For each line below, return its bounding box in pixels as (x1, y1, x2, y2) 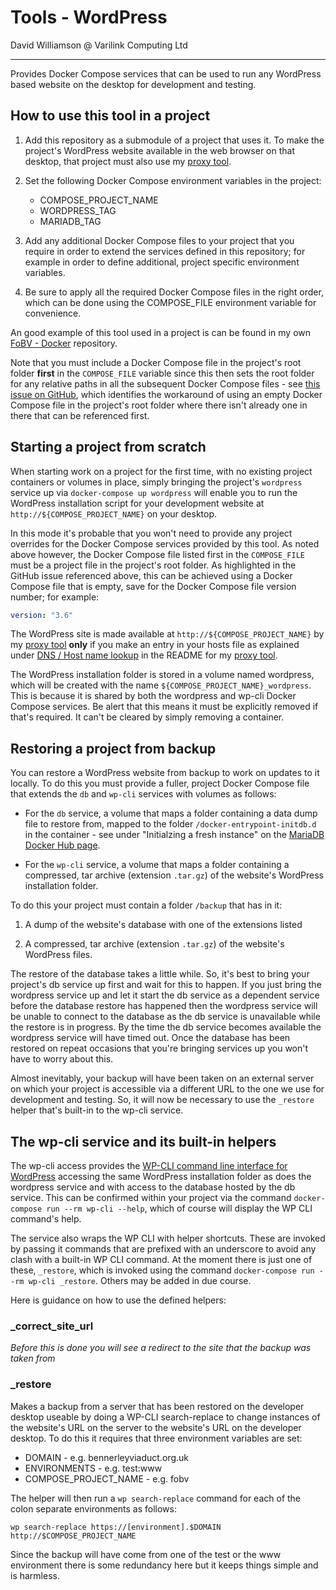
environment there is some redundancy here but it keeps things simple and (10, 1559, 319, 1571)
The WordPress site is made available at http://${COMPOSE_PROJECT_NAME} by (10, 628, 325, 640)
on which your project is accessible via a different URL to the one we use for (10, 1083, 325, 1095)
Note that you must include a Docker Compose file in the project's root (10, 356, 302, 368)
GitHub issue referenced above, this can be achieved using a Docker (10, 569, 293, 581)
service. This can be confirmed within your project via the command (10, 1192, 292, 1204)
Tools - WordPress (10, 6, 168, 29)
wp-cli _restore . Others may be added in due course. (28, 1275, 252, 1287)
